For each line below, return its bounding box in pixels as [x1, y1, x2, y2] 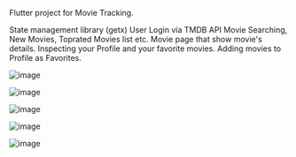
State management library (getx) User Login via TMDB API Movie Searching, [9, 25, 288, 34]
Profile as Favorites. [9, 53, 82, 63]
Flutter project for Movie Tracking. [9, 8, 135, 18]
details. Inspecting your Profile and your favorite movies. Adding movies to [9, 43, 282, 54]
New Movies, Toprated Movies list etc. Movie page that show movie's [9, 34, 263, 44]
